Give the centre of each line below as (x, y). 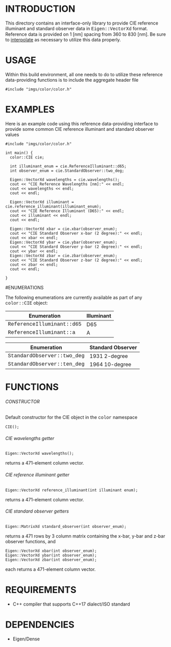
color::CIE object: (27, 303)
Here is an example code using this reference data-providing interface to (82, 124)
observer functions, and (31, 541)
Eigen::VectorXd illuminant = (42, 202)
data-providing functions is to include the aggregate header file (72, 80)
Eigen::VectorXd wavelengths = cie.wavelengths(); (65, 179)
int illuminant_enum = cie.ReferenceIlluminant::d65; (68, 166)
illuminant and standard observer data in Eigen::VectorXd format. (77, 28)
